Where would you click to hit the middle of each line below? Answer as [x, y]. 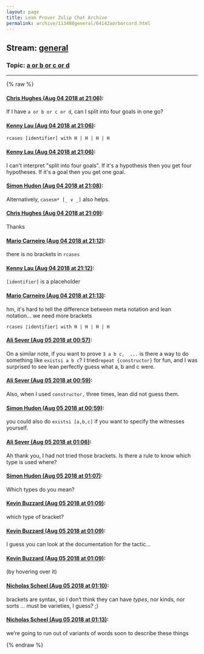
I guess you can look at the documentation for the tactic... [78, 544]
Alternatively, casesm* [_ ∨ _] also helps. [58, 199]
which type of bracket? [35, 517]
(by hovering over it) [32, 572]
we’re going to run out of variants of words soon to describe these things [98, 633]
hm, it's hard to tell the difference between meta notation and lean [89, 309]
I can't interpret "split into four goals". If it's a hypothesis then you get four [99, 165]
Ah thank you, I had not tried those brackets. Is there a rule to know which [99, 455]
